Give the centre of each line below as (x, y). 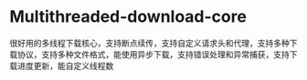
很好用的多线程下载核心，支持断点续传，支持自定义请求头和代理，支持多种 (149, 43)
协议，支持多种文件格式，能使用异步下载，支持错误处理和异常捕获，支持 (153, 54)
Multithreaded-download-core (128, 17)
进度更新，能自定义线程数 (65, 65)
